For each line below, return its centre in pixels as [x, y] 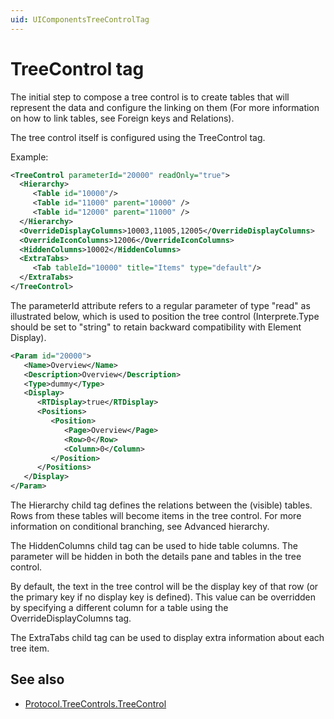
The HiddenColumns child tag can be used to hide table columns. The [154, 546]
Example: [29, 157]
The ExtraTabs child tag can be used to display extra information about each [167, 638]
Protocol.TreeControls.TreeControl [95, 703]
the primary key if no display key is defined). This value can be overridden [163, 597]
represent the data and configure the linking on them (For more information [165, 107]
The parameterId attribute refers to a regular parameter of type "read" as [160, 305]
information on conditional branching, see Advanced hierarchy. [140, 527]
